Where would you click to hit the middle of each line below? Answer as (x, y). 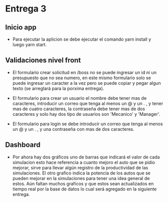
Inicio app (21, 27)
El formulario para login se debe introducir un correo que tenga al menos (88, 124)
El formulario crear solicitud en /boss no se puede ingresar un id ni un (85, 72)
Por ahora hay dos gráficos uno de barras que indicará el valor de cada (86, 157)
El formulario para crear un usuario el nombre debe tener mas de (79, 98)
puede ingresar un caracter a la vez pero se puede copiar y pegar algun (87, 83)
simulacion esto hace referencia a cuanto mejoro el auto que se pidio (84, 162)
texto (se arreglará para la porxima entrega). (58, 88)
